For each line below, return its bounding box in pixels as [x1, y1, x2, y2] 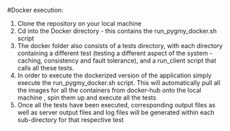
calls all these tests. [17, 64, 75, 72]
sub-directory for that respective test [17, 116, 124, 124]
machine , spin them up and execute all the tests [17, 93, 157, 102]
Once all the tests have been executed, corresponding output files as [17, 101, 216, 109]
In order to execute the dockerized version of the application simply [17, 71, 212, 79]
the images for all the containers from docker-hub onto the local [17, 86, 201, 94]
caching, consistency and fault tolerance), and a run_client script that [17, 56, 217, 65]
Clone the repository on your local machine [17, 20, 141, 27]
